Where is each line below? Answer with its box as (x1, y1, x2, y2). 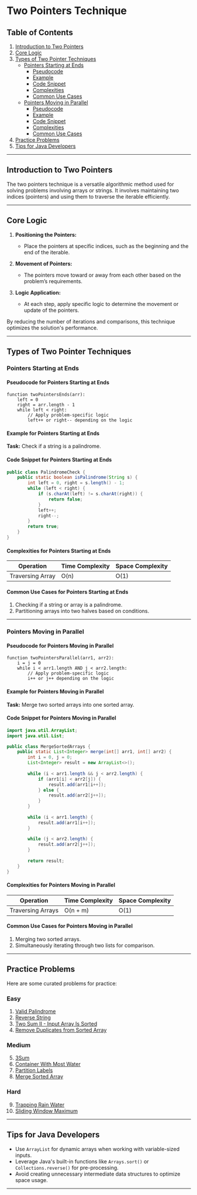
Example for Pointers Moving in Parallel (6, 688, 104, 695)
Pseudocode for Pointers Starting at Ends (6, 379, 110, 386)
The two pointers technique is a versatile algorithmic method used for (6, 181, 174, 188)
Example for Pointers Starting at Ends (6, 430, 100, 437)
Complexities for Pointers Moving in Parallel (6, 881, 116, 888)
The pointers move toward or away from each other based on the (23, 271, 181, 278)
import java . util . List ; (6, 733, 65, 739)
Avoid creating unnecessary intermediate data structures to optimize (15, 1170, 181, 1177)
